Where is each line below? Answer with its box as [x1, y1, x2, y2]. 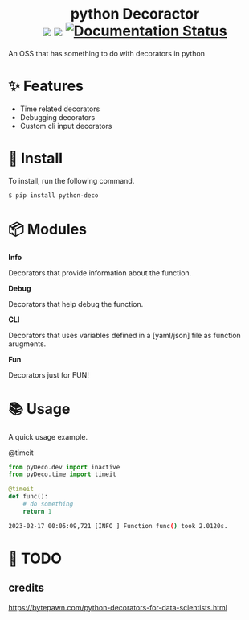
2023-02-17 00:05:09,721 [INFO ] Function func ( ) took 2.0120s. [8, 522, 228, 530]
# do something [22, 500, 74, 508]
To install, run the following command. [8, 176, 135, 185]
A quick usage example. [8, 432, 88, 441]
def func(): [8, 493, 48, 501]
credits [8, 581, 45, 595]
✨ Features [8, 77, 84, 95]
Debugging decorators [19, 112, 96, 122]
